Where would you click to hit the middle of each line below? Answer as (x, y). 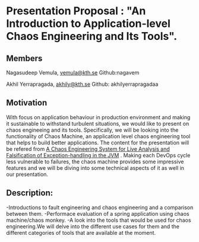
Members (24, 58)
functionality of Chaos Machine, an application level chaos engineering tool (98, 136)
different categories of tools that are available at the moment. (81, 232)
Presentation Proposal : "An (76, 11)
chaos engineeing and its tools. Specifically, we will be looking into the (92, 130)
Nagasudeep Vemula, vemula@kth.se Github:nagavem (73, 72)
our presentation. (27, 174)
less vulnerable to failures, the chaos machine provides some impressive (95, 162)
